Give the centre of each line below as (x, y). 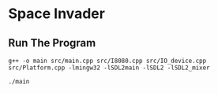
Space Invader (56, 14)
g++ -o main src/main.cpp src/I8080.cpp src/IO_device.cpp (107, 61)
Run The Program (52, 43)
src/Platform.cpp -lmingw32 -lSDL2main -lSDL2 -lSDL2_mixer (109, 68)
